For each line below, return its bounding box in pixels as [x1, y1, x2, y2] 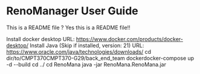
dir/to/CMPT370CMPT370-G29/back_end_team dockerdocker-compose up [6, 54, 195, 61]
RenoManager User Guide [6, 4, 139, 18]
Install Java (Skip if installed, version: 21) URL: [30, 42, 144, 49]
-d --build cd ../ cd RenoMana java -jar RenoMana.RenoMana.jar [6, 61, 166, 68]
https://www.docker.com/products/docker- [76, 35, 183, 42]
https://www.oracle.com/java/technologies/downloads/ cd [6, 48, 152, 55]
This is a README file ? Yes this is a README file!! [6, 24, 131, 31]
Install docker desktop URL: [6, 35, 75, 42]
